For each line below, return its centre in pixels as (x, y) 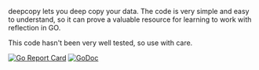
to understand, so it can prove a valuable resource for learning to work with (130, 19)
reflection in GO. (35, 28)
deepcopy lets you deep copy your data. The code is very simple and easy (129, 11)
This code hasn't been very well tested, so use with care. (100, 43)
